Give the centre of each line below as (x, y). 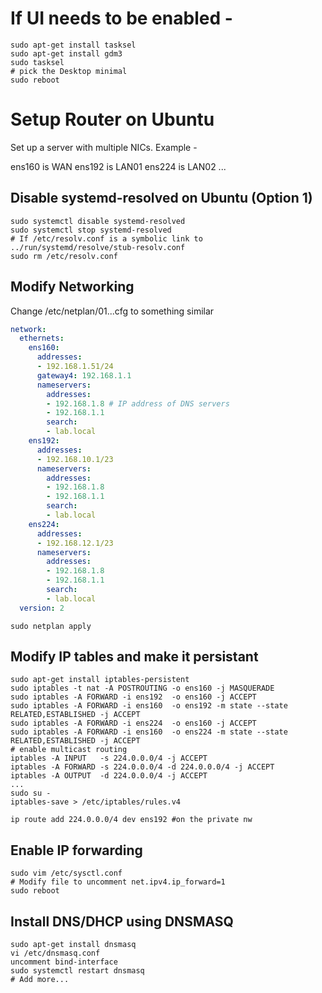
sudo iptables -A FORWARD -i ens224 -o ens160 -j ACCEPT (133, 723)
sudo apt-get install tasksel (73, 45)
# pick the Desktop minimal (69, 71)
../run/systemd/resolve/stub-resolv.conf (98, 247)
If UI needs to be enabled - (121, 18)
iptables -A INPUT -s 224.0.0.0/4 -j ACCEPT (109, 758)
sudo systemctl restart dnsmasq (77, 971)
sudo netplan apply (51, 626)
